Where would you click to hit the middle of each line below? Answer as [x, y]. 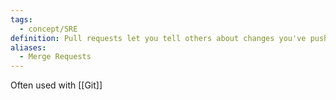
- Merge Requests [55, 57]
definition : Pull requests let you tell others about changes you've [158, 38]
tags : [21, 19]
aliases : [28, 47]
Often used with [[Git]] [56, 85]
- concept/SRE [48, 29]
